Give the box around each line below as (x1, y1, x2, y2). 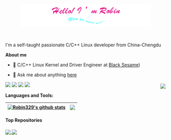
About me (5, 52, 27, 58)
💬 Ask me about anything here (12, 72, 77, 78)
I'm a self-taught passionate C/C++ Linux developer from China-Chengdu (5, 42, 162, 48)
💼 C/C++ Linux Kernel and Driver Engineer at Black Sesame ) (12, 62, 140, 68)
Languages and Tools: (5, 92, 54, 99)
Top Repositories (5, 117, 43, 124)
